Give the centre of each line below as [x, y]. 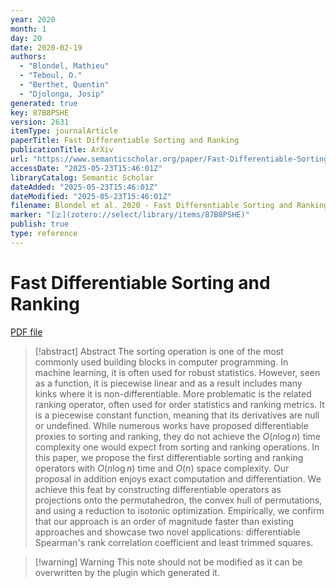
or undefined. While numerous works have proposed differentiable [171, 425]
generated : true [44, 103]
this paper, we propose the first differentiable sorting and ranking [169, 457]
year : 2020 [33, 19]
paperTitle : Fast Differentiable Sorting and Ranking [125, 141]
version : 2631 [40, 122]
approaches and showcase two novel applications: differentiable [167, 532]
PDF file [26, 332]
